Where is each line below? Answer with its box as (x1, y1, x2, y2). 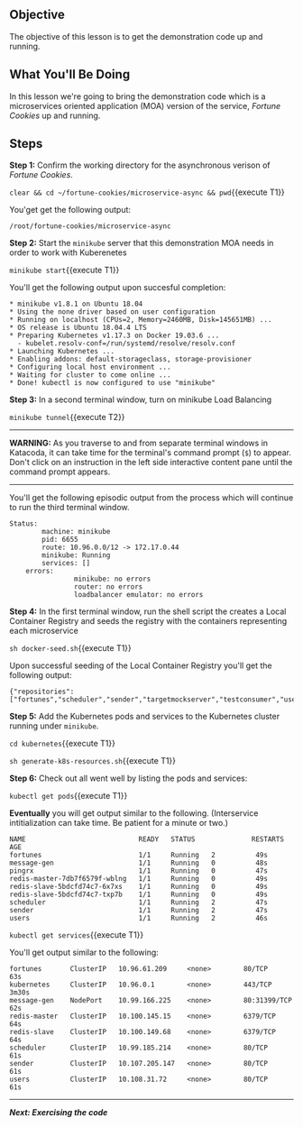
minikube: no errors (73, 574, 151, 584)
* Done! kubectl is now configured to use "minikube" (9, 379, 216, 388)
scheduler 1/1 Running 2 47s (9, 898, 269, 907)
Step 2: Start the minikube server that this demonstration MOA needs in (9, 238, 274, 249)
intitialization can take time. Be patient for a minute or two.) (9, 818, 228, 829)
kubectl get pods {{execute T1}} (9, 791, 128, 802)
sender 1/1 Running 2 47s (9, 906, 269, 915)
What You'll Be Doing (9, 67, 131, 82)
